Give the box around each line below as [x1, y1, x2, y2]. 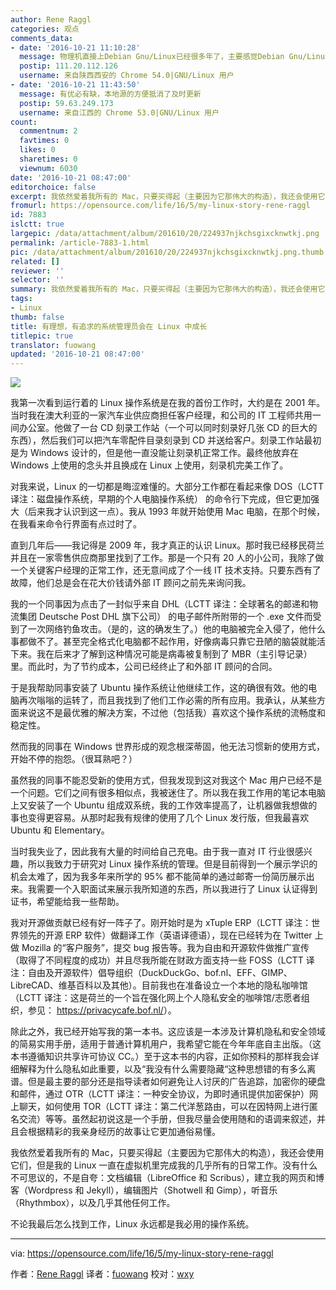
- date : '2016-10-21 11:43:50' [10, 80, 141, 90]
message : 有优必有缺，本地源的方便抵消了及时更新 [19, 89, 202, 99]
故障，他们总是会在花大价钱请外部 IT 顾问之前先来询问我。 [10, 577, 252, 589]
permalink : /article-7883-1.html [10, 237, 150, 248]
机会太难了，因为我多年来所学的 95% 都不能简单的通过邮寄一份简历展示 [10, 871, 307, 883]
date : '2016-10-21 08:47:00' [10, 172, 132, 183]
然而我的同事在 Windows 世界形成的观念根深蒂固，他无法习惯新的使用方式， [10, 741, 325, 753]
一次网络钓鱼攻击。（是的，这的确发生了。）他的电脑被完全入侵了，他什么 [27, 623, 326, 635]
